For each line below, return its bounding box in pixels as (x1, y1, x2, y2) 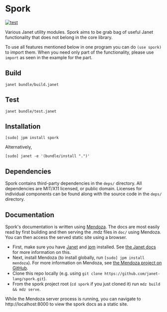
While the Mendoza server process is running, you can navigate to (5, 296, 141, 302)
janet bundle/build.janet (5, 82, 59, 87)
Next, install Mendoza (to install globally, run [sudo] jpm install (12, 254, 145, 260)
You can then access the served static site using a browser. (5, 234, 127, 240)
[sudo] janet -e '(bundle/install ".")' (5, 154, 90, 159)
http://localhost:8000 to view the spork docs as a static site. (5, 301, 128, 307)
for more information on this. (12, 249, 71, 255)
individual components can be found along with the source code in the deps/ (5, 191, 162, 197)
